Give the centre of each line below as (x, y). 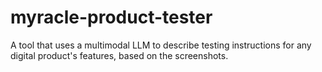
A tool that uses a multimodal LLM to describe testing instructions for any (161, 45)
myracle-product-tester (111, 17)
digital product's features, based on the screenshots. (119, 55)
